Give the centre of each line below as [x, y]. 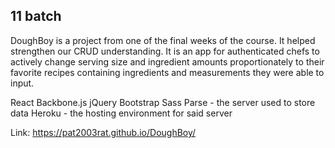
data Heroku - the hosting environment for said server [121, 113]
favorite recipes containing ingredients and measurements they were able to [167, 72]
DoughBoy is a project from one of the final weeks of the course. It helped [163, 40]
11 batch [36, 16]
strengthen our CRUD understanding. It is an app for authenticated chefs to [165, 51]
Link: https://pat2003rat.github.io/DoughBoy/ [103, 132]
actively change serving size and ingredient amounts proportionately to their [167, 61]
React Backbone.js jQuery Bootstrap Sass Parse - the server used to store [163, 102]
